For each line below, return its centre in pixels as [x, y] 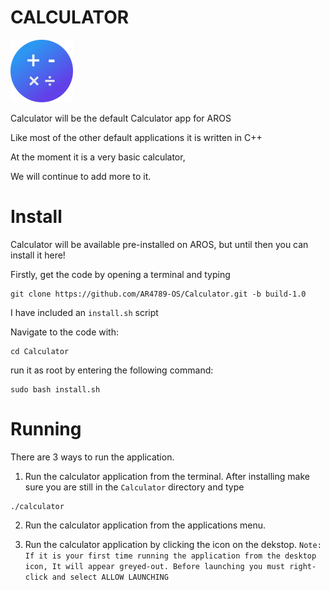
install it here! [38, 255]
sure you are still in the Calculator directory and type [134, 487]
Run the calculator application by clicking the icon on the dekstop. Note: [173, 544]
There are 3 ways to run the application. [92, 457]
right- [303, 566]
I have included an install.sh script [84, 312]
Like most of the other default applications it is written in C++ [136, 137]
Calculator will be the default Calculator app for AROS [121, 118]
